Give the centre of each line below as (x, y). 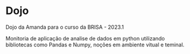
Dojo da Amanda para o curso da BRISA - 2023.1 (65, 27)
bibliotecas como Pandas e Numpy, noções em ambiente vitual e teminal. (95, 45)
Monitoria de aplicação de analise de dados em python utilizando (85, 38)
